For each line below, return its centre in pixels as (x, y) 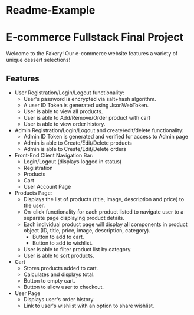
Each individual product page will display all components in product (105, 224)
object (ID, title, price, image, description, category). (87, 230)
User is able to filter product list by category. (78, 249)
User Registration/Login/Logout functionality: (70, 93)
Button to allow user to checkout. (64, 287)
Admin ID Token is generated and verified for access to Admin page (106, 136)
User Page (27, 293)
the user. (34, 205)
